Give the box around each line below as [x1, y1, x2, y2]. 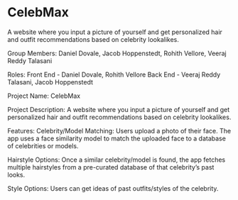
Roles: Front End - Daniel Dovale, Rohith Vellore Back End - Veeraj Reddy [7, 70, 221, 79]
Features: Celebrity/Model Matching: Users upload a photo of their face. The [7, 126, 232, 135]
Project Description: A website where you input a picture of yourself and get [7, 105, 230, 113]
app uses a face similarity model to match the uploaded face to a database [7, 134, 226, 143]
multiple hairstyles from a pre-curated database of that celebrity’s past [7, 162, 215, 171]
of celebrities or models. [7, 141, 79, 150]
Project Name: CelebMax [7, 91, 80, 100]
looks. [7, 170, 26, 179]
